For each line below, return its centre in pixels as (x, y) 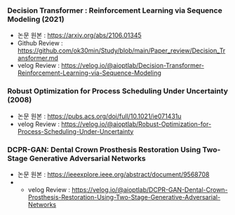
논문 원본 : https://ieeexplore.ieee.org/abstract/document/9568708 (113, 174)
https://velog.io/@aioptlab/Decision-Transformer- (133, 66)
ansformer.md (38, 58)
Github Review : (40, 43)
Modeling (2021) (36, 19)
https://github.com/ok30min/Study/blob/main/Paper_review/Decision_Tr (121, 50)
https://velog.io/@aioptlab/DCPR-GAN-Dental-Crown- (149, 189)
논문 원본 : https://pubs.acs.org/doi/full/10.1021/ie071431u (99, 116)
